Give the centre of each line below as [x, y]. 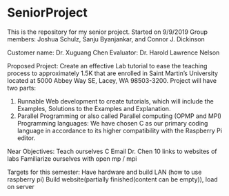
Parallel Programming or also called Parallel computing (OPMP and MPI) [119, 116]
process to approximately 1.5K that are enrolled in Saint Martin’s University [113, 73]
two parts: [22, 88]
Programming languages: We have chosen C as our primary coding [112, 123]
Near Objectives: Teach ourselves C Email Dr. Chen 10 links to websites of [112, 151]
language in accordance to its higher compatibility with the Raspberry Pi [120, 130]
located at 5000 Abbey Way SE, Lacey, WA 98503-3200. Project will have [112, 80]
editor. [26, 138]
